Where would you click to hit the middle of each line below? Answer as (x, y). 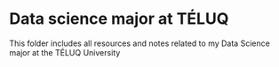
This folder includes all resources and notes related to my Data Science (140, 43)
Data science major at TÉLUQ (119, 19)
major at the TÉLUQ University (65, 52)
